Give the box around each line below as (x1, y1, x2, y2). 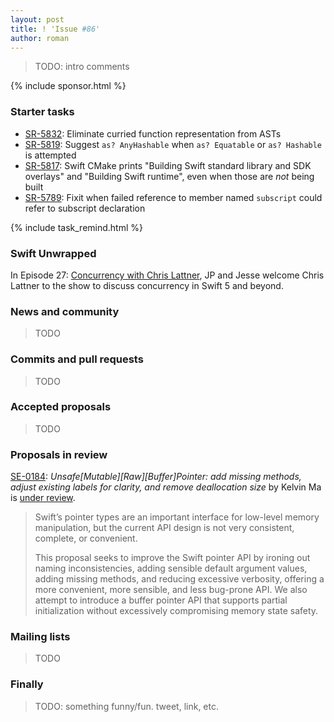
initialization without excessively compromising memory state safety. (34, 605, 319, 617)
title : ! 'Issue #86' (10, 24, 101, 34)
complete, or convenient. (34, 532, 138, 545)
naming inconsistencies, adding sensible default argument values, (34, 562, 308, 575)
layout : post (10, 14, 65, 25)
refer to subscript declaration (24, 202, 146, 214)
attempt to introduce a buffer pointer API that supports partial (34, 594, 288, 606)
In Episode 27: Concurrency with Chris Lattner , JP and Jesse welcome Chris (10, 269, 325, 281)
